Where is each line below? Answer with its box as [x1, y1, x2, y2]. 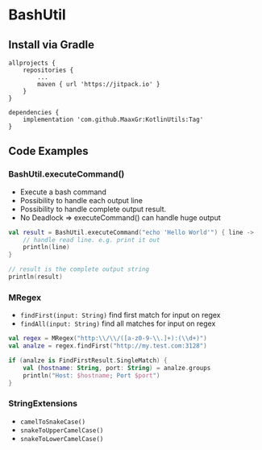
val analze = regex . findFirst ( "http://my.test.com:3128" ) [8, 342, 207, 350]
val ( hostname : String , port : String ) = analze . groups [23, 364, 211, 372]
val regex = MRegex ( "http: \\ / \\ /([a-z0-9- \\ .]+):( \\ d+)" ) [8, 335, 207, 343]
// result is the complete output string [8, 265, 150, 273]
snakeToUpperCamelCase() [19, 426, 104, 435]
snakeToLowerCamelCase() [19, 435, 104, 443]
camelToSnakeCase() [19, 418, 86, 426]
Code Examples [8, 144, 89, 158]
